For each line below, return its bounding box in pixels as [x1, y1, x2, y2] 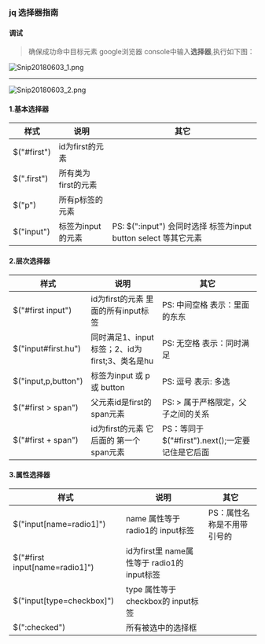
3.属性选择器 [9, 470, 50, 480]
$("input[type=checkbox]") [13, 595, 115, 606]
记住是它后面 [161, 447, 210, 458]
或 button [90, 381, 125, 392]
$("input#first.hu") [13, 343, 82, 354]
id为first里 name [125, 545, 186, 556]
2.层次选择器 [9, 256, 50, 265]
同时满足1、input [90, 332, 154, 343]
